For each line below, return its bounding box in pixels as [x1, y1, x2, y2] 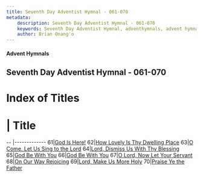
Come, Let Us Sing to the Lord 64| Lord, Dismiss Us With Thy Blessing [6, 145, 180, 152]
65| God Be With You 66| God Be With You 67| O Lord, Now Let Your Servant [6, 152, 193, 159]
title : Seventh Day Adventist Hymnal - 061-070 [6, 8, 129, 15]
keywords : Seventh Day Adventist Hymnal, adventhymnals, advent [17, 25, 182, 32]
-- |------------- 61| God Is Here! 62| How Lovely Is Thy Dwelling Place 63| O [6, 139, 193, 146]
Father [6, 164, 23, 172]
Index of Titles [6, 92, 80, 105]
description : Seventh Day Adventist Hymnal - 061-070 [17, 20, 155, 26]
